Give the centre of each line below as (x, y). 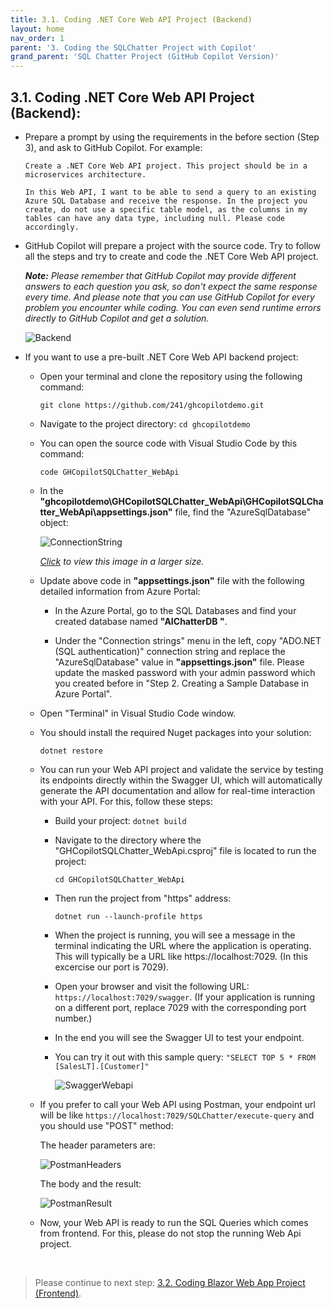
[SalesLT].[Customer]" (102, 1066)
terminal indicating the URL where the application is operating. (183, 945)
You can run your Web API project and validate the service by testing (181, 769)
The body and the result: (90, 1183)
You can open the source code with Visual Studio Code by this (168, 443)
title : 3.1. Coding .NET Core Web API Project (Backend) (131, 19)
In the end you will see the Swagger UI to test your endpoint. (179, 1037)
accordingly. (52, 227)
